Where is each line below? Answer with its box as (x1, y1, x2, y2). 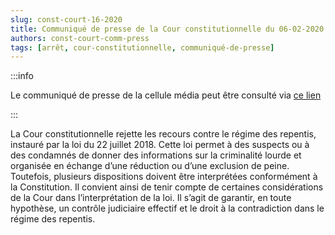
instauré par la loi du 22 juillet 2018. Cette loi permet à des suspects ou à (10, 139, 310, 151)
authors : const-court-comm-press (10, 33, 150, 43)
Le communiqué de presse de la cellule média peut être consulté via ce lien (10, 89, 322, 101)
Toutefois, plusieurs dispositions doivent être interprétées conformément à (10, 171, 318, 183)
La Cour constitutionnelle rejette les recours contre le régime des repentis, (10, 128, 317, 140)
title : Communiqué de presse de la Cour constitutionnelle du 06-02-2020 (10, 24, 325, 34)
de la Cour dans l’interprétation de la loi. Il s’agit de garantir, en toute (10, 192, 292, 204)
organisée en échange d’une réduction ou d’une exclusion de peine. (10, 160, 290, 172)
